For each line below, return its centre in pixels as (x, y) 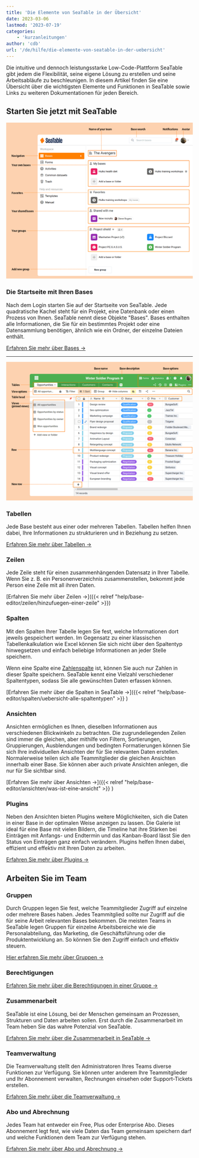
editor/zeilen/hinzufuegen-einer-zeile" (53, 603)
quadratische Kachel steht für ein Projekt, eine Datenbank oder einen (90, 311)
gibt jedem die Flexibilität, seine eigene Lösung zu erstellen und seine (91, 73)
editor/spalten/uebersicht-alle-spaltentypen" (61, 698)
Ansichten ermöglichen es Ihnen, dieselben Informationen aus (82, 727)
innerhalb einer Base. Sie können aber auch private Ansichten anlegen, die (97, 764)
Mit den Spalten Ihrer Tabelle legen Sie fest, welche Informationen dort (92, 631)
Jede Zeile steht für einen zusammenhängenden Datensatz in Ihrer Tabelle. (98, 572)
